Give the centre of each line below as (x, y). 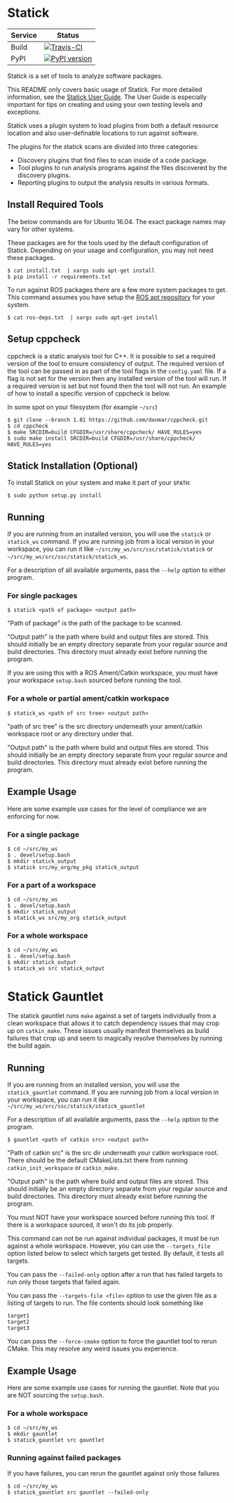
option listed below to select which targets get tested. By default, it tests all (116, 1254)
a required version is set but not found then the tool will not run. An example (117, 386)
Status (68, 35)
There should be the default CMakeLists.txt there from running (97, 1160)
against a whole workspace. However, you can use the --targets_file (109, 1246)
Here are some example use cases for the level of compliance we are (107, 809)
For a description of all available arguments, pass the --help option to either (117, 570)
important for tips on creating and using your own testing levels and (105, 104)
